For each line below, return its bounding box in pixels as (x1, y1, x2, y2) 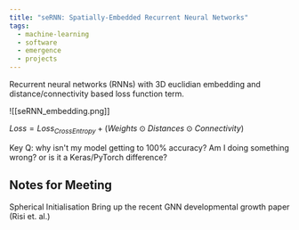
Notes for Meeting (9, 177, 113, 193)
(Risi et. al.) (9, 210, 51, 221)
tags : (9, 21, 29, 30)
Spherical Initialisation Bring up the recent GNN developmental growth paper (9, 201, 290, 212)
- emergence (17, 46, 62, 55)
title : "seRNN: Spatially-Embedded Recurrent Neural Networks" (9, 12, 249, 22)
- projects (17, 54, 58, 63)
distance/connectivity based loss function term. (9, 88, 185, 99)
